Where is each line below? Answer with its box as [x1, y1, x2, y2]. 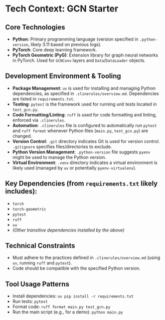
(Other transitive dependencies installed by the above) [12, 227, 125, 233]
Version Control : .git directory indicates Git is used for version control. [12, 138, 160, 144]
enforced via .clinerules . [12, 117, 66, 123]
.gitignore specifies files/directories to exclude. [12, 143, 112, 149]
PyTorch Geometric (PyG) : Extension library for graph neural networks [12, 52, 159, 58]
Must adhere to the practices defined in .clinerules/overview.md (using [12, 254, 161, 260]
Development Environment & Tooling [5, 72, 121, 80]
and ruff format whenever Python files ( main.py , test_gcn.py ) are [12, 127, 149, 133]
